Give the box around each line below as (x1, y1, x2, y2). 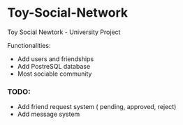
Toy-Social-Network (7, 5, 129, 21)
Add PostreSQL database (17, 62, 91, 70)
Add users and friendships (17, 54, 94, 63)
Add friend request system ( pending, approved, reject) (17, 103, 177, 111)
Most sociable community (17, 69, 92, 78)
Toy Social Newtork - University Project (7, 28, 121, 36)
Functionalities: (7, 41, 51, 49)
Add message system (17, 110, 80, 119)
